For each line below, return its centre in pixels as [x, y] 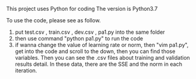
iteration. [26, 71]
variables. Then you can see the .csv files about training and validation [103, 58]
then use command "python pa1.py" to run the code [79, 38]
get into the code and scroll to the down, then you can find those [95, 51]
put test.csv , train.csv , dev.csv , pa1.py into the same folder [90, 32]
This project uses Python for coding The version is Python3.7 [82, 9]
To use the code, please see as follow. [54, 20]
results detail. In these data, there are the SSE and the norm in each [98, 64]
